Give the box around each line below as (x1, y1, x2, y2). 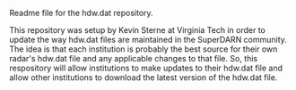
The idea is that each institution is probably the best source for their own (9, 44, 278, 54)
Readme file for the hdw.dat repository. (9, 8, 154, 18)
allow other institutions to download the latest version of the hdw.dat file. (9, 72, 278, 83)
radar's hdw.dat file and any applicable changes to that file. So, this (9, 53, 258, 63)
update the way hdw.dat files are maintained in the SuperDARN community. (9, 35, 287, 45)
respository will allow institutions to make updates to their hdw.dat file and (9, 62, 283, 73)
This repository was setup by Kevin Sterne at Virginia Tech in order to (9, 25, 266, 35)
